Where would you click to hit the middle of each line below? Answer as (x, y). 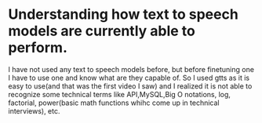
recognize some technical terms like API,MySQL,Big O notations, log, (120, 94)
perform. (38, 48)
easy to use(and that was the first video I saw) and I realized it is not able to (130, 86)
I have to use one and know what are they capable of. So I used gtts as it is (129, 78)
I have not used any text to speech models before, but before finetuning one (131, 69)
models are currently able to (102, 31)
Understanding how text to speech (124, 14)
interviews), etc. (34, 110)
